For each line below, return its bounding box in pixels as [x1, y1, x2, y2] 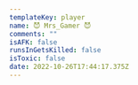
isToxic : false [9, 54, 66, 63]
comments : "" [9, 29, 58, 38]
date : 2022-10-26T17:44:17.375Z [9, 63, 129, 72]
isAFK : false [9, 37, 58, 47]
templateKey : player [9, 12, 86, 22]
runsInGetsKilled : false [9, 46, 101, 55]
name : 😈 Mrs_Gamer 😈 [9, 21, 92, 30]
